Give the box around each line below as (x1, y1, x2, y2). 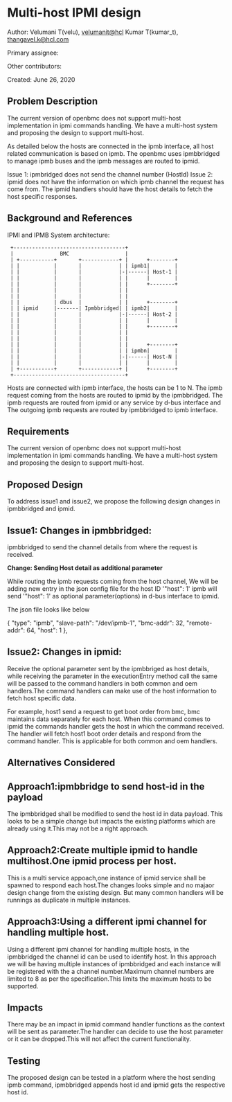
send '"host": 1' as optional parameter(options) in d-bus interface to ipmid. (7, 592, 220, 600)
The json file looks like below (7, 605, 90, 614)
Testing (7, 1055, 41, 1067)
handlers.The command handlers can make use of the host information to (7, 686, 217, 695)
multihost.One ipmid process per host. (7, 855, 177, 867)
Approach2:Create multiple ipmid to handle (7, 844, 198, 856)
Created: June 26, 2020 (7, 75, 75, 84)
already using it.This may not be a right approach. (7, 824, 149, 833)
